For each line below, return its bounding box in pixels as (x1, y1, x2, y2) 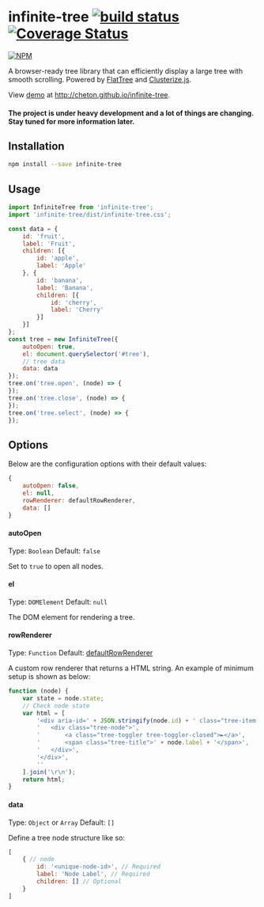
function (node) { (8, 687, 69, 696)
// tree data (22, 357, 66, 366)
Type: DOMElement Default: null (8, 597, 108, 606)
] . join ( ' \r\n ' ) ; (22, 768, 77, 776)
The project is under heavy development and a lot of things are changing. (8, 108, 255, 118)
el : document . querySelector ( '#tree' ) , (22, 350, 150, 358)
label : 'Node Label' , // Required (36, 871, 150, 879)
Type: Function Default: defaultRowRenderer (8, 648, 153, 658)
